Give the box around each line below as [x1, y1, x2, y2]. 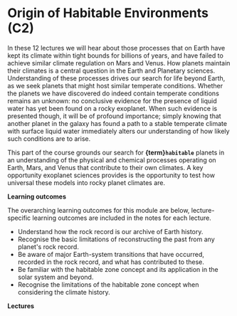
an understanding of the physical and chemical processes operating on [7, 155, 216, 164]
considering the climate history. [17, 288, 110, 296]
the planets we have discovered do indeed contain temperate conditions [7, 89, 219, 98]
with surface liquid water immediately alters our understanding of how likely [7, 127, 230, 135]
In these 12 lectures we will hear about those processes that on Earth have [7, 43, 226, 52]
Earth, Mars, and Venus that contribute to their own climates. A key [7, 163, 204, 172]
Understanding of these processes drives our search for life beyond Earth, [7, 73, 226, 83]
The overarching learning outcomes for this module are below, [7, 206, 190, 214]
